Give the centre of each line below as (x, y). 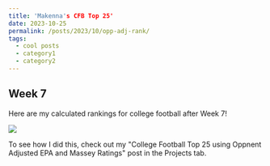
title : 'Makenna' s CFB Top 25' (61, 16)
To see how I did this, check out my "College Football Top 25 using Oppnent (135, 144)
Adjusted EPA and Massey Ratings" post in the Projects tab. (108, 153)
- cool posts (38, 46)
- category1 (36, 53)
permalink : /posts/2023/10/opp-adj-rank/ (79, 31)
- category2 (36, 62)
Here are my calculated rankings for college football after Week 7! (118, 113)
